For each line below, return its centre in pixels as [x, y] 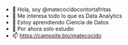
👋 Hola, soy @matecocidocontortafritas [62, 9]
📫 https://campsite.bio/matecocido [57, 36]
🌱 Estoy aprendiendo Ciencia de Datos [60, 22]
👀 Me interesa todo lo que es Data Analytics [67, 16]
